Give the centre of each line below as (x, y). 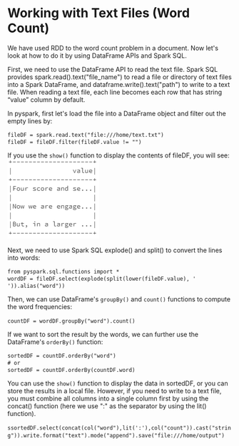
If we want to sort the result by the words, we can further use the (103, 334)
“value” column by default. (46, 99)
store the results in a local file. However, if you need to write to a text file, (115, 390)
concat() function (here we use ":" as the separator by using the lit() (107, 406)
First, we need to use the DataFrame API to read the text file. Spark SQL (113, 69)
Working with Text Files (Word (99, 13)
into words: (24, 257)
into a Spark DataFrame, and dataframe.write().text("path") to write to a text (119, 84)
